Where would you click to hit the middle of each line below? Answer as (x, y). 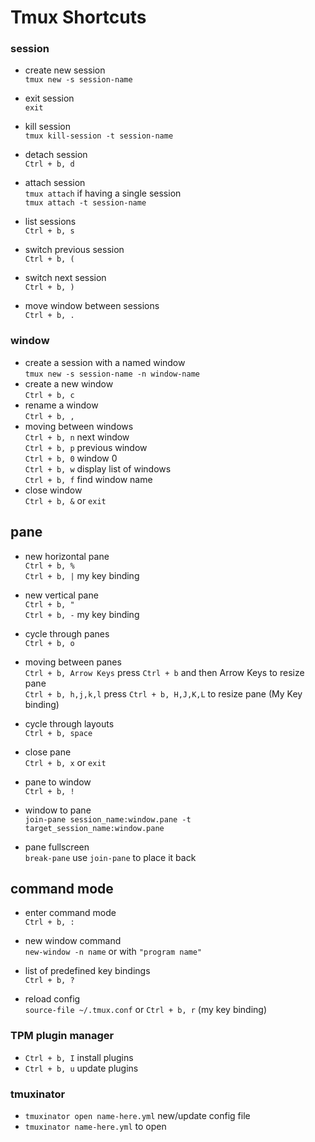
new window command (73, 941)
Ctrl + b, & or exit (65, 500)
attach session (55, 183)
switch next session (65, 278)
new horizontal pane (67, 556)
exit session (49, 98)
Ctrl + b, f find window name (88, 479)
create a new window (69, 383)
